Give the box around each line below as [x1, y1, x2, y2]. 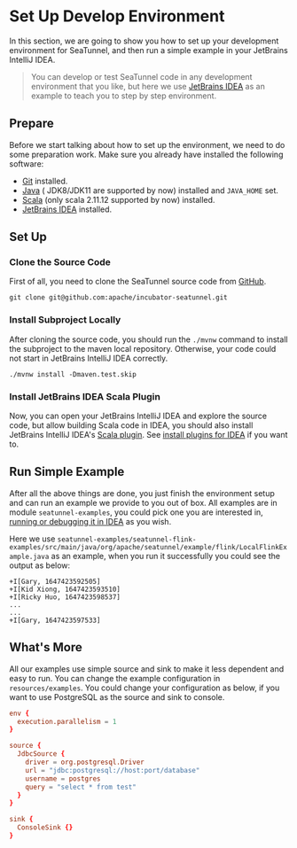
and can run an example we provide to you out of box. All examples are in [9, 497, 277, 508]
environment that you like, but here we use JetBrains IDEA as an [30, 81, 266, 91]
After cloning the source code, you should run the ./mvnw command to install [9, 334, 288, 345]
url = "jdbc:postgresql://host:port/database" [25, 766, 200, 774]
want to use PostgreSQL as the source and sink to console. [9, 691, 225, 702]
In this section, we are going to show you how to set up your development [9, 35, 279, 46]
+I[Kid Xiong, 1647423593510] [9, 585, 121, 594]
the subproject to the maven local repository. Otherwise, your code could [9, 343, 277, 354]
